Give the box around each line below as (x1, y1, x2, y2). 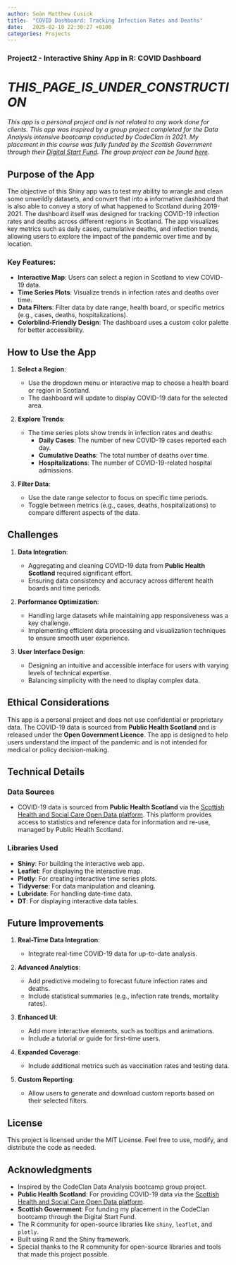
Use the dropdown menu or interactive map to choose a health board (27, 379, 229, 387)
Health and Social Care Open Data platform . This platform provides (17, 810, 212, 819)
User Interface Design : (17, 647, 86, 655)
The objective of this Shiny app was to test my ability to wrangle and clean (7, 186, 223, 195)
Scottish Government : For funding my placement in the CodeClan (17, 1205, 210, 1213)
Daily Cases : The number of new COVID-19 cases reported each (38, 436, 227, 445)
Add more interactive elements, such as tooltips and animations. (27, 1027, 215, 1035)
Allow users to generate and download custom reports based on (27, 1089, 215, 1098)
